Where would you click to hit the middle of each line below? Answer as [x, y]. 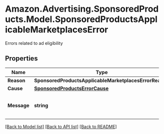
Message [19, 105]
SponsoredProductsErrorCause [71, 88]
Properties [21, 59]
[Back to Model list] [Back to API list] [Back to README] [61, 126]
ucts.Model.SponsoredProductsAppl [81, 19]
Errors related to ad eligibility [34, 43]
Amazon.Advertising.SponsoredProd [82, 9]
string [41, 105]
